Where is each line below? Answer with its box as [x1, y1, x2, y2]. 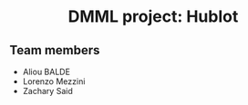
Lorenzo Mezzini [22, 76, 86, 87]
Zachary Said [22, 86, 73, 96]
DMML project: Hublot [67, 6, 239, 27]
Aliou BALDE [22, 66, 71, 77]
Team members [9, 43, 100, 58]
